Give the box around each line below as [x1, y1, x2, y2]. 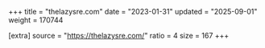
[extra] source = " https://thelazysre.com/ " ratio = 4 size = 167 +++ [8, 31, 230, 40]
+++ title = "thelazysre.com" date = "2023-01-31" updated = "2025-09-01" [8, 7, 258, 16]
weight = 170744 [8, 15, 64, 25]
